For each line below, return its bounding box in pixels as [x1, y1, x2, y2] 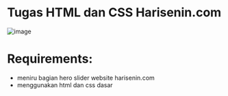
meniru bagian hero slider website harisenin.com [16, 74, 155, 82]
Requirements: [7, 51, 93, 67]
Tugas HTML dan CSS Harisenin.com [7, 5, 222, 20]
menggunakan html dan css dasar [16, 80, 113, 89]
